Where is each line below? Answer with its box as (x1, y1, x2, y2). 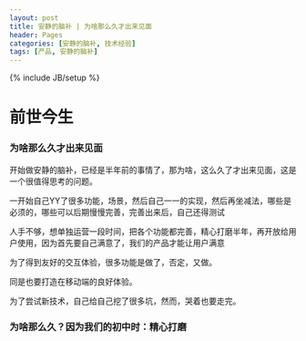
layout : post (9, 13, 59, 23)
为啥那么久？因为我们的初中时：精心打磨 (9, 320, 187, 333)
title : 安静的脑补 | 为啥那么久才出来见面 (9, 22, 152, 31)
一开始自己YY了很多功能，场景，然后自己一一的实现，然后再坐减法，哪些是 (9, 195, 292, 206)
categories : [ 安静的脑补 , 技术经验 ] (9, 38, 137, 48)
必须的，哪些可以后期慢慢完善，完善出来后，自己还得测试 (9, 206, 225, 217)
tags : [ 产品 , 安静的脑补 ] (9, 47, 98, 57)
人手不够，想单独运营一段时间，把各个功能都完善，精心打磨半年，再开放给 (9, 225, 289, 237)
